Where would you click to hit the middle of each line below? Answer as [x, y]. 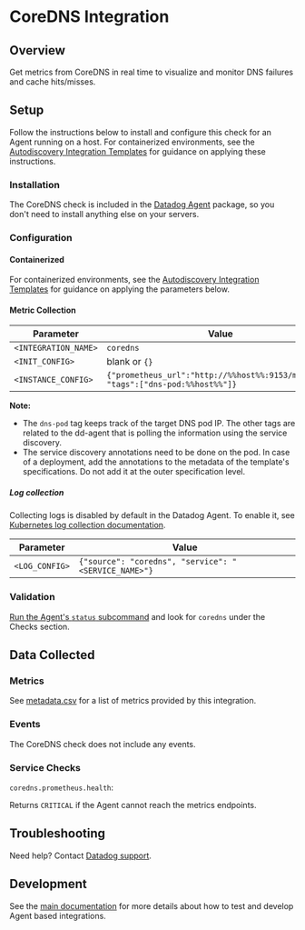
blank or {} [130, 362]
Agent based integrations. [58, 915]
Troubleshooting [58, 834]
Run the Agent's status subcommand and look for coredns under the [138, 616]
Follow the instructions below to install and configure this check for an [141, 132]
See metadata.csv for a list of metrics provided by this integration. [133, 701]
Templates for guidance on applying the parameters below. [119, 289]
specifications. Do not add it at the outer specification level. [134, 472]
